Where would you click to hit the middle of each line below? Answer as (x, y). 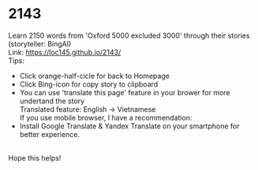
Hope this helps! (35, 157)
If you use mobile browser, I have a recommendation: (106, 117)
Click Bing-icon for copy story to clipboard (89, 84)
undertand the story (52, 101)
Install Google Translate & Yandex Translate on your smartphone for (129, 126)
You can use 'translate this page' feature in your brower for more (125, 92)
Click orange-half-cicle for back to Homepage (94, 76)
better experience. (50, 134)
